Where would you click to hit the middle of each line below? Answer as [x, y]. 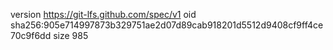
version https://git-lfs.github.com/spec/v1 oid [103, 14]
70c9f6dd [31, 35]
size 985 [71, 35]
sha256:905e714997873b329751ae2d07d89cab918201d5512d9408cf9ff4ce [167, 25]
